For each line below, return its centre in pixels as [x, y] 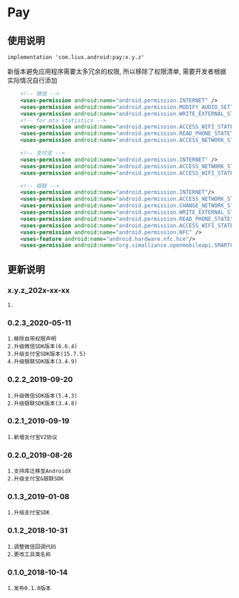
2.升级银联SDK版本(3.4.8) [43, 403]
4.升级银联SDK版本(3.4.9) [43, 362]
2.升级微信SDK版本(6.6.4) [43, 346]
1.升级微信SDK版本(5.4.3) [43, 396]
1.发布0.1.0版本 [29, 589]
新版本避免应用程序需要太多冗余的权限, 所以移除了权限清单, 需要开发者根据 [117, 71]
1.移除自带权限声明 [32, 339]
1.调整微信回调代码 [32, 547]
